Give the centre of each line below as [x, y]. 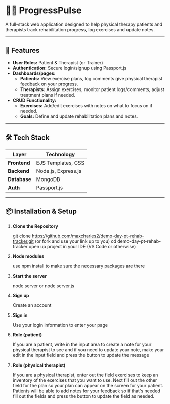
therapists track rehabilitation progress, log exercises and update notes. [80, 29]
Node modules [28, 256]
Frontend [19, 163]
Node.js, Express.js [59, 171]
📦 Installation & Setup [41, 211]
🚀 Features [23, 50]
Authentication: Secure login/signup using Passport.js [70, 68]
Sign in [20, 315]
